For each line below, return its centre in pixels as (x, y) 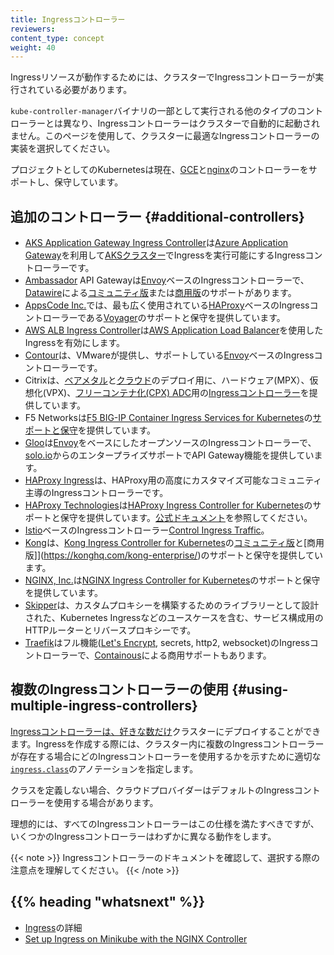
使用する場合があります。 (106, 802)
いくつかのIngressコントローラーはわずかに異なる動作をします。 (143, 836)
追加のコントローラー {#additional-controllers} (157, 216)
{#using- (260, 689)
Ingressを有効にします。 (74, 343)
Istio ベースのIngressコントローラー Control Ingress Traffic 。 (147, 530)
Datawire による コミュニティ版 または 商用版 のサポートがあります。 (160, 293)
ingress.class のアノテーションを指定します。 (104, 768)
